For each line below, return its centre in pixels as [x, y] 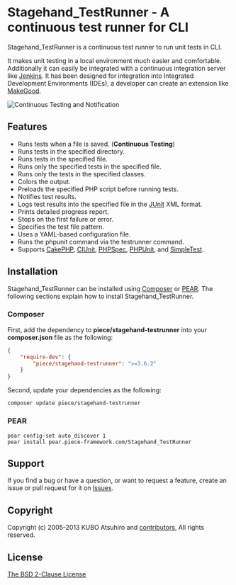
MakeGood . [24, 91]
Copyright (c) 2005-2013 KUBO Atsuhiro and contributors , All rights [106, 528]
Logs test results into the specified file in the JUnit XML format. [110, 204]
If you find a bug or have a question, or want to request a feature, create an [117, 481]
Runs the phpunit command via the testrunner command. [101, 242]
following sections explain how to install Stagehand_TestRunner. [101, 296]
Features [27, 127]
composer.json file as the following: [60, 337]
